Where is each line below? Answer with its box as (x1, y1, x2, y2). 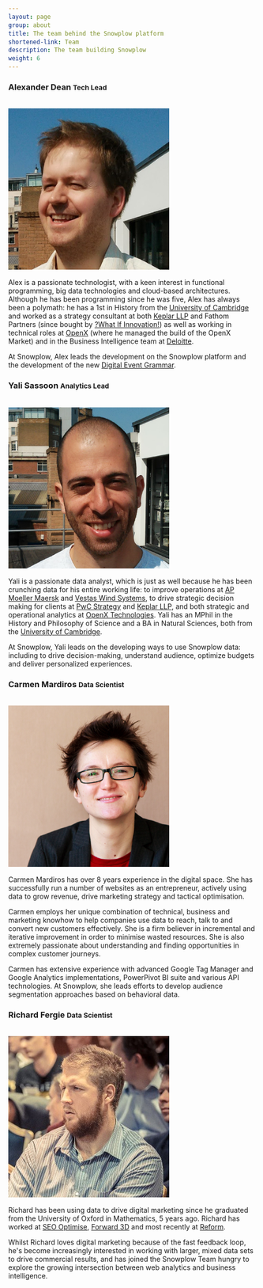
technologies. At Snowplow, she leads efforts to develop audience (8, 981, 224, 990)
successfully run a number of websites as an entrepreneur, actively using (8, 883, 247, 892)
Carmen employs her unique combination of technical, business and (8, 906, 231, 916)
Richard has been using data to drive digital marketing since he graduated (8, 1206, 249, 1215)
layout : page (8, 13, 51, 21)
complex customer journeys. (8, 948, 101, 958)
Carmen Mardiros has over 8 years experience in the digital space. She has (8, 875, 253, 884)
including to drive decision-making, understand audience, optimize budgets (8, 650, 255, 660)
